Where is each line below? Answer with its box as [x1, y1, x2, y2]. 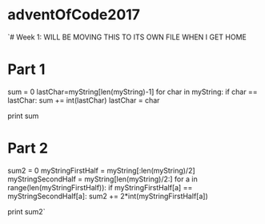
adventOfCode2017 [7, 6, 141, 24]
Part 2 [7, 139, 49, 157]
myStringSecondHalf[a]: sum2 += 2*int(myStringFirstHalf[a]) [7, 191, 209, 201]
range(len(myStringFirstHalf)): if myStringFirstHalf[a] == [7, 182, 193, 192]
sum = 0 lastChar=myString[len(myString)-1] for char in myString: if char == [7, 87, 258, 96]
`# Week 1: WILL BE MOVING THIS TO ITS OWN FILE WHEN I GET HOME [7, 32, 247, 42]
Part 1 [7, 60, 46, 79]
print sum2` [7, 206, 46, 216]
